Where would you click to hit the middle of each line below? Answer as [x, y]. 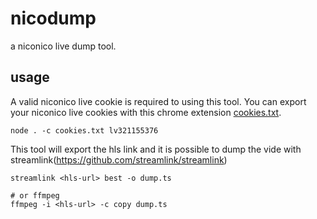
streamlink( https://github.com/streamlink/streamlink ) [119, 159]
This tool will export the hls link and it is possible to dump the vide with [156, 149]
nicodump [53, 18]
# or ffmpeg [35, 195]
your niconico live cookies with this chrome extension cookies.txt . [146, 112]
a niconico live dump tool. [63, 46]
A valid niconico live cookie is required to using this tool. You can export [158, 101]
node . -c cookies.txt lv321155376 [84, 130]
